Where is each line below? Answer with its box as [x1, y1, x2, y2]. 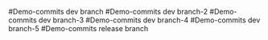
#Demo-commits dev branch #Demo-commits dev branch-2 [8, 7, 208, 16]
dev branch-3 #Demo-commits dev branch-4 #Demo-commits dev [39, 15, 261, 25]
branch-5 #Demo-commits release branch [8, 24, 149, 33]
